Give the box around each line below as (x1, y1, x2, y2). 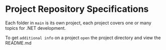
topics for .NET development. (5, 25, 66, 31)
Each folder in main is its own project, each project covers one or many (5, 20, 152, 26)
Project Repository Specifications (5, 3, 149, 15)
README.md (5, 40, 32, 46)
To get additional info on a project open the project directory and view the (5, 35, 161, 41)
